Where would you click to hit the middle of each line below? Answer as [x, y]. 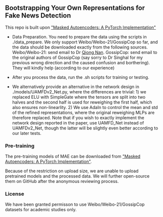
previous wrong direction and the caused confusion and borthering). [81, 62]
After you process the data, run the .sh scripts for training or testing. [81, 77]
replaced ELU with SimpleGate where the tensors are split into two [79, 97]
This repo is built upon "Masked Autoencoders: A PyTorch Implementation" [81, 27]
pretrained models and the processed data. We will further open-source [77, 176]
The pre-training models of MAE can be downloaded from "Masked [73, 156]
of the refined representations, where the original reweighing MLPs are [83, 112]
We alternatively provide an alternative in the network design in [76, 87]
